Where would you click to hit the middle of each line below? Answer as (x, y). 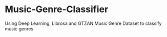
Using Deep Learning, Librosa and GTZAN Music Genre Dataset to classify (83, 23)
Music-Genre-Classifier (57, 9)
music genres (19, 28)
